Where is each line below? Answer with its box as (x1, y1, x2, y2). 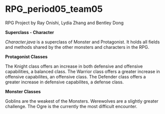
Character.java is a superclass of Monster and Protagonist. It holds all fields (5, 38, 160, 45)
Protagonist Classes (5, 53, 48, 60)
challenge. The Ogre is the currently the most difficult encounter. (5, 103, 138, 109)
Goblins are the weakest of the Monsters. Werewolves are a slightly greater (5, 98, 159, 104)
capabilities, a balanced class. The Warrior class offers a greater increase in (5, 68, 160, 75)
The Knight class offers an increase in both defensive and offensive (5, 63, 143, 69)
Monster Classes (5, 88, 41, 94)
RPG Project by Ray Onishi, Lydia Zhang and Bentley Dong (5, 20, 124, 26)
